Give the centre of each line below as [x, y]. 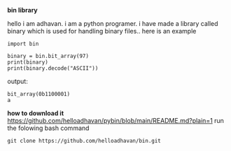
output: [17, 81]
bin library [23, 10]
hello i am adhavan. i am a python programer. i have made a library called [113, 23]
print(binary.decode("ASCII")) [53, 69]
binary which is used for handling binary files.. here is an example [102, 31]
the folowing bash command [48, 128]
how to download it [36, 113]
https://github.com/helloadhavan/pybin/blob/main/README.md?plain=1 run [115, 121]
